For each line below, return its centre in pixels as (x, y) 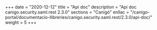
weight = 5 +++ (21, 22)
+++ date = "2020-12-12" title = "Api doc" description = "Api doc (71, 7)
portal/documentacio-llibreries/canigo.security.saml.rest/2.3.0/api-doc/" (79, 17)
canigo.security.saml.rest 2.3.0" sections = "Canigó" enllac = (67, 12)
